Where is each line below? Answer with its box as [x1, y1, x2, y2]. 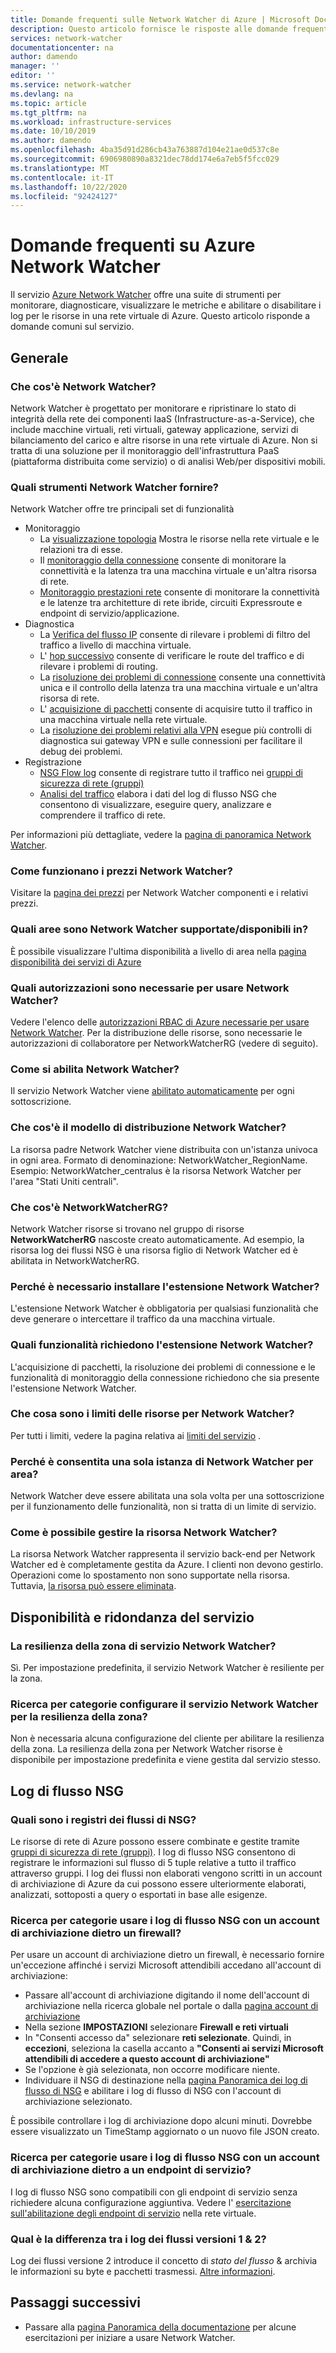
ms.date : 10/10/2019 [10, 126, 97, 136]
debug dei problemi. [39, 746, 123, 758]
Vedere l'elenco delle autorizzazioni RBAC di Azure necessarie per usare [10, 1016, 310, 1028]
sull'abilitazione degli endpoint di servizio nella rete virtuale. [10, 2207, 257, 2219]
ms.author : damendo [10, 136, 92, 146]
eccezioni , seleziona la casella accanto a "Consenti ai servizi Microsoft [24, 2042, 324, 2055]
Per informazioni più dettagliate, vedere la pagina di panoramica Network [10, 829, 312, 841]
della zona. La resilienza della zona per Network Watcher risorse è [10, 1743, 283, 1755]
